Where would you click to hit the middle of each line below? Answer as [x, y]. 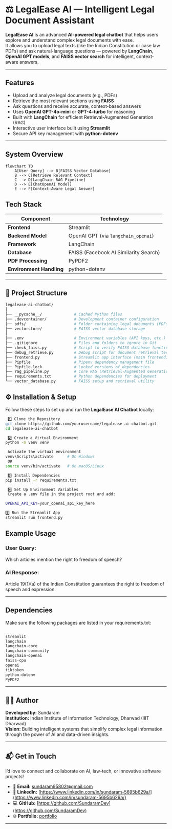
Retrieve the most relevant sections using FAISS [63, 101]
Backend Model [27, 236]
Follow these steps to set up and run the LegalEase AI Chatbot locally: [80, 409]
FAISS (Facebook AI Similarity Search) [114, 253]
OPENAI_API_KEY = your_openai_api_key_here [50, 504]
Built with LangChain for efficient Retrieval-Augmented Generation [83, 117]
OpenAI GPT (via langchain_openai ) [111, 236]
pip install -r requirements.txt [41, 480]
